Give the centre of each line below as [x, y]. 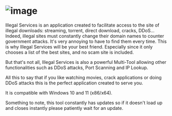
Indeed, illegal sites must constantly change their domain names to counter [85, 36]
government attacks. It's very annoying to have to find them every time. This [86, 41]
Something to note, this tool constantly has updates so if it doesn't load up [84, 103]
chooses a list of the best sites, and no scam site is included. [70, 52]
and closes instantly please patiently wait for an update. [64, 108]
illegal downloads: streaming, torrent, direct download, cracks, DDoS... [80, 30]
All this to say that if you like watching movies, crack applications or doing [83, 77]
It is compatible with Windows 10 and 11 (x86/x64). [59, 92]
